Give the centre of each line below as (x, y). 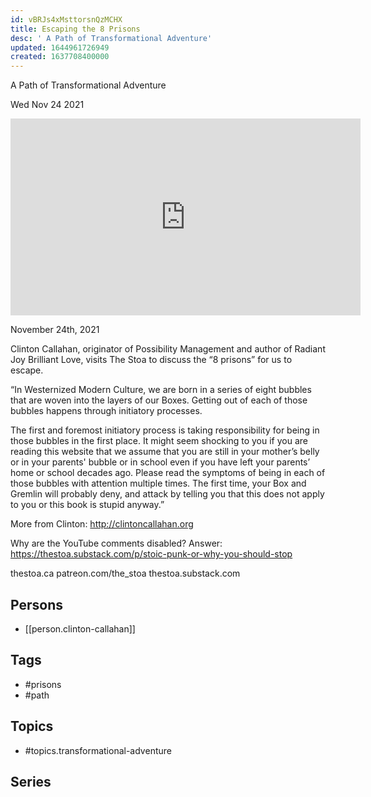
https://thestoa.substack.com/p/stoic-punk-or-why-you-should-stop (151, 554)
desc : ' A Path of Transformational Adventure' (111, 38)
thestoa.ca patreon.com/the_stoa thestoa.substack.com (125, 573)
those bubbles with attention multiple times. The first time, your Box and (158, 483)
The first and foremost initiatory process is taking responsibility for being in (165, 430)
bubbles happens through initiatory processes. (106, 411)
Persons (36, 604)
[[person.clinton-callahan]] (80, 628)
